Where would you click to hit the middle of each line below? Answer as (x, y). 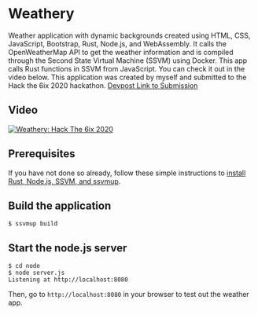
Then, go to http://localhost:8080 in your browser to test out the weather (129, 295)
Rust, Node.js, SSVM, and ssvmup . (64, 181)
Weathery (41, 14)
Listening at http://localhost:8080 (68, 280)
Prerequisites (42, 154)
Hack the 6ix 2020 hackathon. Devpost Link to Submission (103, 85)
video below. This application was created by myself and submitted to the (127, 77)
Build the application (60, 205)
